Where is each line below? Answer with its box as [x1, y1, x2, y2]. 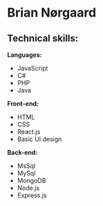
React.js [17, 128, 41, 135]
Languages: [7, 50, 43, 59]
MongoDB [17, 176, 46, 185]
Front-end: [7, 100, 39, 108]
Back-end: [7, 149, 38, 156]
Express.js [17, 191, 47, 199]
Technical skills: [7, 32, 79, 44]
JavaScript [17, 64, 48, 72]
